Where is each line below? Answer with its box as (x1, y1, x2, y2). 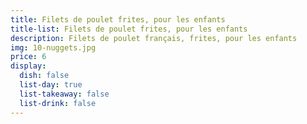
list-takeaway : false (19, 89, 110, 99)
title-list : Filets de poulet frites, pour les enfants (10, 24, 248, 34)
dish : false (19, 71, 70, 81)
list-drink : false (19, 98, 97, 108)
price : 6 (10, 52, 47, 62)
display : (10, 61, 47, 71)
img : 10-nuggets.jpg (10, 42, 97, 53)
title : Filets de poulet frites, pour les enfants (10, 14, 226, 25)
